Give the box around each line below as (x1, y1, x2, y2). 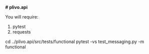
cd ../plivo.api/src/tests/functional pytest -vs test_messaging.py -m (5, 38, 144, 44)
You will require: (5, 14, 39, 19)
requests (12, 29, 31, 34)
